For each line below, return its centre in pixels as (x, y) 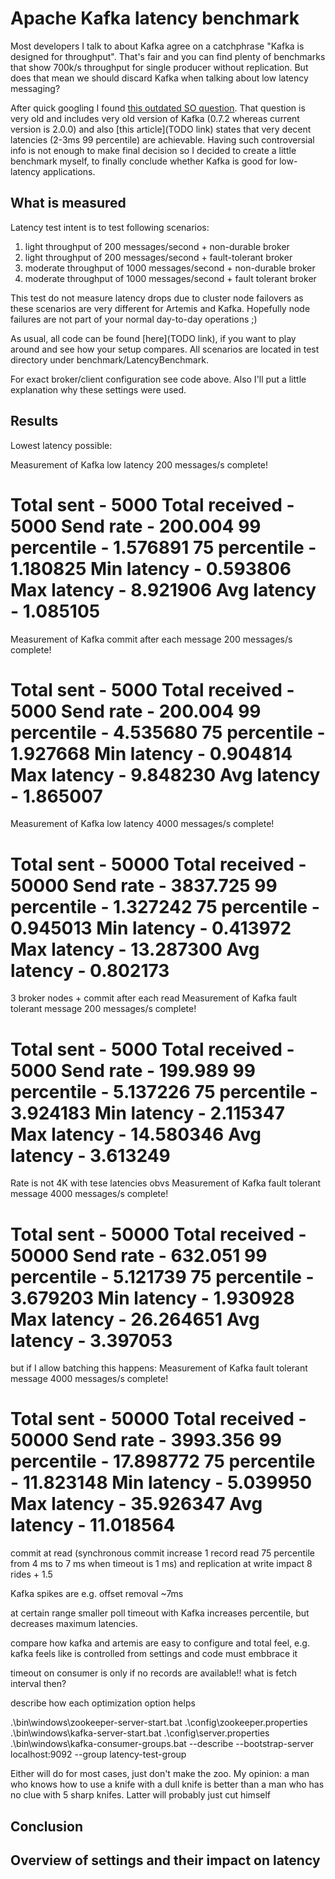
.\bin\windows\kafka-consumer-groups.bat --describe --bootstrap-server (162, 1744)
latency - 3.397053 (91, 1340)
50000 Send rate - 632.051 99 (139, 1255)
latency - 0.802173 (90, 970)
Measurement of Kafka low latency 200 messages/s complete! (139, 464)
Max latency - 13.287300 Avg (135, 949)
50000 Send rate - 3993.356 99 (146, 1440)
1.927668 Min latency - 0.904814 (151, 753)
